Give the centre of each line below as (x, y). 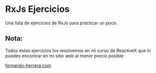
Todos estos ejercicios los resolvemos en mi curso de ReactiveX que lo (78, 50)
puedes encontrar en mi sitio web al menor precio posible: (65, 56)
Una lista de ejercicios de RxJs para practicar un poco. (62, 23)
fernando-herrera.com (28, 65)
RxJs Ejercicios (37, 9)
